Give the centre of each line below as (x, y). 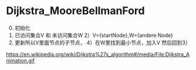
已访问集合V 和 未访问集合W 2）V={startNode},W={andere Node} (94, 35)
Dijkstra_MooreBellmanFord (75, 11)
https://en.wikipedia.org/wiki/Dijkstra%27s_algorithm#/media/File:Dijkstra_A (98, 54)
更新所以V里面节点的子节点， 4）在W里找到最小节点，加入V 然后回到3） (102, 42)
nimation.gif (21, 61)
